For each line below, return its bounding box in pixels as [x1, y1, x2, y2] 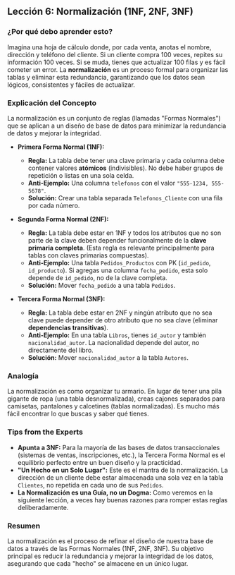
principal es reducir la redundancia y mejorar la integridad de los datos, [7, 552, 215, 560]
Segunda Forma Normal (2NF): [17, 214, 109, 223]
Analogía [7, 370, 39, 380]
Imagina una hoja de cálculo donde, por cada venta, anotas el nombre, [7, 42, 212, 52]
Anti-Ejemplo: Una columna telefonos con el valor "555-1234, [27, 178, 209, 187]
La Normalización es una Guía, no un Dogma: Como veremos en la [17, 488, 213, 497]
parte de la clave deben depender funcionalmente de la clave [27, 236, 207, 244]
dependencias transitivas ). [27, 323, 109, 332]
